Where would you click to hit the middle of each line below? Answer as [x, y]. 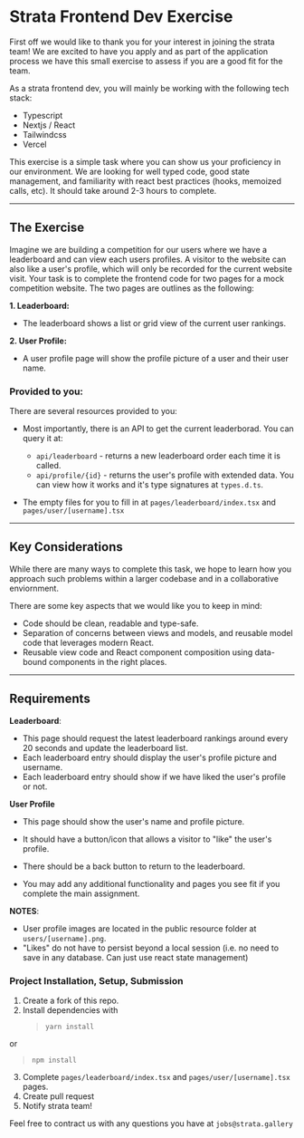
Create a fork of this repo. [71, 1000]
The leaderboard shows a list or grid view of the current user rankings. [154, 323]
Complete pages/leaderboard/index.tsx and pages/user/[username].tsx [157, 1076]
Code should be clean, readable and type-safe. [110, 623]
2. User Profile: [38, 341]
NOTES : [24, 911]
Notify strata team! [57, 1105]
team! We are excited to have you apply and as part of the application [139, 51]
